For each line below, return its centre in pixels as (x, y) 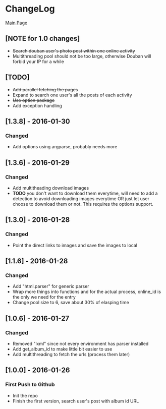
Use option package (34, 100)
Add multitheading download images (51, 188)
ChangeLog (30, 9)
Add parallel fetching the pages (45, 89)
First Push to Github (30, 385)
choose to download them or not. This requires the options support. (83, 204)
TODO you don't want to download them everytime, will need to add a (85, 193)
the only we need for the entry (44, 297)
